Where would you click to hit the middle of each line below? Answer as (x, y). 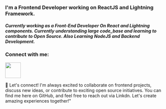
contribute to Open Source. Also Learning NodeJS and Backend (73, 36)
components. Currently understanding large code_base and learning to (81, 31)
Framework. (20, 13)
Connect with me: (27, 54)
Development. (20, 41)
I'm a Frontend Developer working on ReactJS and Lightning (79, 7)
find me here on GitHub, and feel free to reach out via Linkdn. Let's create (81, 96)
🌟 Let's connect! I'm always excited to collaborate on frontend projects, (79, 85)
